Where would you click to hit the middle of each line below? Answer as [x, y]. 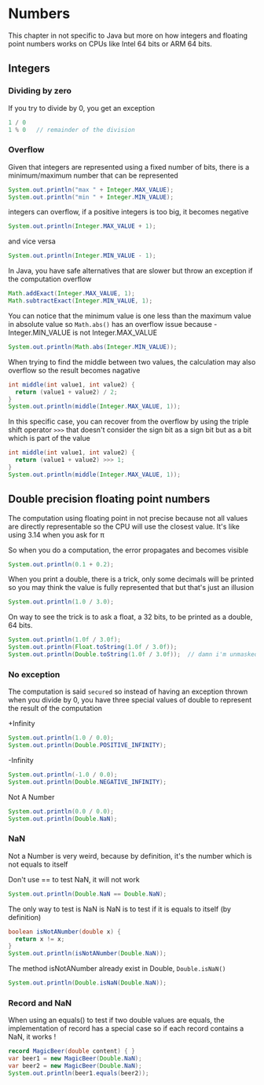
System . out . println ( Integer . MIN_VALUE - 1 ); [82, 256]
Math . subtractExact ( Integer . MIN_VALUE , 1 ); [81, 301]
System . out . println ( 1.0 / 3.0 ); [61, 602]
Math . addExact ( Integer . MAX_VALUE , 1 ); [71, 294]
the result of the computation [55, 709]
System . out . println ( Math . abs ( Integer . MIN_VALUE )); [93, 346]
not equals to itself [38, 864]
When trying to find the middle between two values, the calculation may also [132, 361]
